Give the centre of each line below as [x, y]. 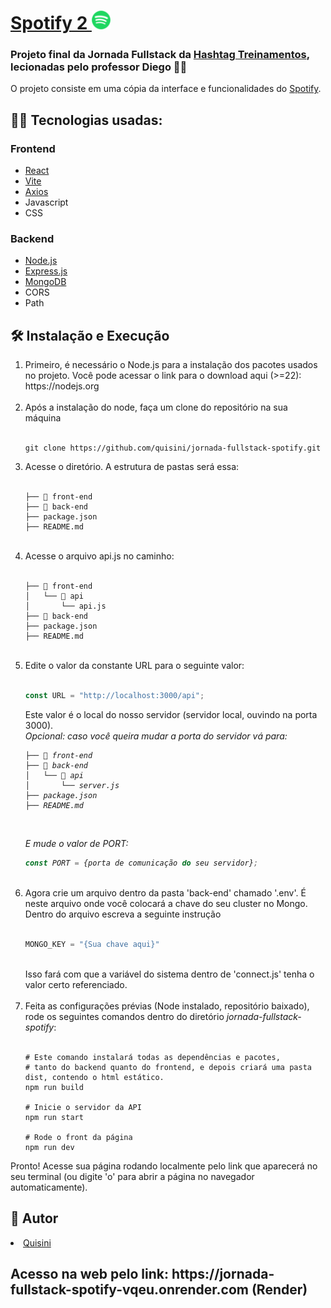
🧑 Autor [34, 1218]
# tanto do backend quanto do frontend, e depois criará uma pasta [168, 1067]
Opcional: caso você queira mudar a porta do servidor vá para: [156, 736]
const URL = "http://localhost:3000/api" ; [114, 696]
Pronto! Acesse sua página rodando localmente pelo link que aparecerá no [164, 1166]
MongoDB [45, 282]
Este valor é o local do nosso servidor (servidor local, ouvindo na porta [171, 715]
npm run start [54, 1117]
